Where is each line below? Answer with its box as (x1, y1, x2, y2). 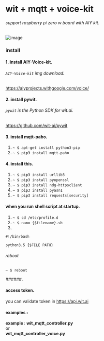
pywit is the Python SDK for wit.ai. (5, 108, 74, 113)
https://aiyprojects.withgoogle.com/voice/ (5, 85, 89, 91)
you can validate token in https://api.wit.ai (5, 298, 89, 304)
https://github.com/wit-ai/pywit (5, 123, 68, 128)
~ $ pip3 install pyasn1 (12, 188, 63, 193)
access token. (5, 287, 35, 293)
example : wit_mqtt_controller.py (5, 320, 73, 326)
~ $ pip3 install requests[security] (12, 193, 89, 198)
